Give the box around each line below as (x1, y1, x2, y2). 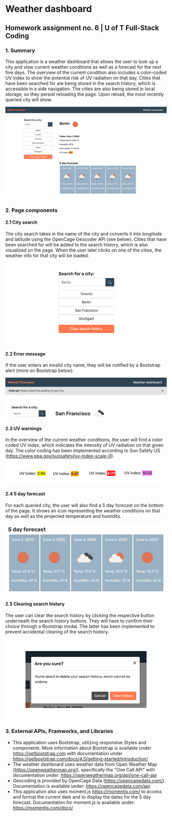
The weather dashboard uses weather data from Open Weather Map (12, 761, 158, 767)
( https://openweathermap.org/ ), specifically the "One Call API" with (12, 766, 155, 772)
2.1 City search (5, 219, 37, 225)
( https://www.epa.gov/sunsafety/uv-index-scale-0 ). (5, 453, 114, 459)
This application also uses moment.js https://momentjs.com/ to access (12, 788, 162, 794)
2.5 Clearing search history (5, 600, 65, 607)
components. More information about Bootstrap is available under (12, 745, 152, 751)
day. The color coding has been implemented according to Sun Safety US (5, 448, 160, 454)
